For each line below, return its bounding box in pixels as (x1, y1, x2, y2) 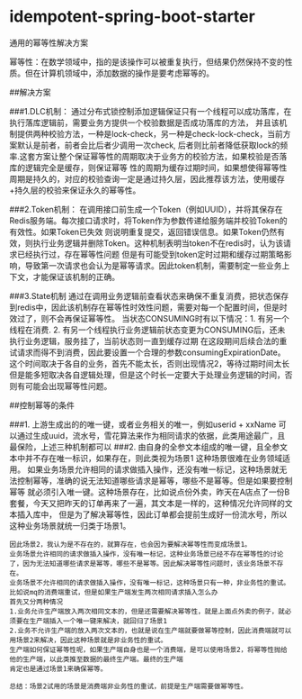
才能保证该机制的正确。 (32, 271, 120, 282)
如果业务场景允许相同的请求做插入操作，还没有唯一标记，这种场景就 (26, 464, 280, 475)
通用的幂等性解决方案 (9, 37, 88, 48)
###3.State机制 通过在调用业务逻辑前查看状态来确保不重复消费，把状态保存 (9, 290, 289, 301)
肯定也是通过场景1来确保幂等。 (9, 664, 108, 673)
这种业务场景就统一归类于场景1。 (9, 520, 131, 531)
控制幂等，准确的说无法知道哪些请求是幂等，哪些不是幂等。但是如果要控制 (16, 475, 293, 486)
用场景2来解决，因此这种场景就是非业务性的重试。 (9, 635, 168, 645)
